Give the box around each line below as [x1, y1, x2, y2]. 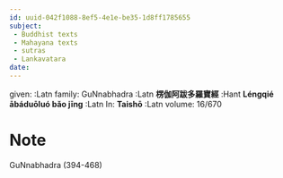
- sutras [13, 47, 47, 55]
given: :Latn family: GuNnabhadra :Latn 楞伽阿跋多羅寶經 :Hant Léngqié [9, 89, 274, 99]
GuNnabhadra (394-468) [9, 159, 103, 170]
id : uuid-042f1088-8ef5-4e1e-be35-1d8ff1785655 [9, 13, 191, 22]
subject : [9, 21, 42, 30]
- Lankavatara [13, 55, 66, 64]
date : [9, 64, 30, 72]
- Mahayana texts [13, 38, 78, 47]
